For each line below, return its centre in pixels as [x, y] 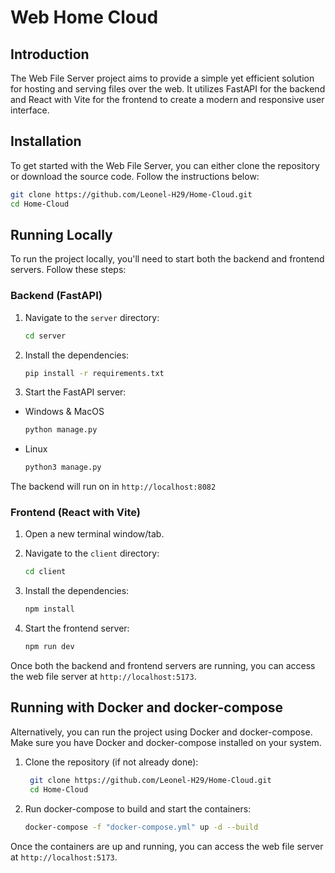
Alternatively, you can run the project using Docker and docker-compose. [161, 732]
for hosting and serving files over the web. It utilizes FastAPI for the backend [168, 89]
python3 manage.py [63, 467]
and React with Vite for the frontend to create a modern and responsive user [167, 99]
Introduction [50, 54]
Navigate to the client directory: [92, 553]
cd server [45, 336]
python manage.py [61, 430]
